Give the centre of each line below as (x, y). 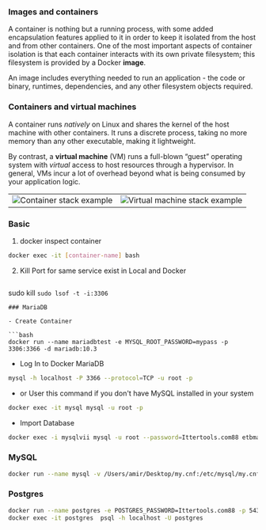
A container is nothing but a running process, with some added (111, 29)
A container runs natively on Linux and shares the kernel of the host (119, 124)
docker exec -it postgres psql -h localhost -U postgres (106, 518)
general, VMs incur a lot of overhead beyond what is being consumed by (127, 173)
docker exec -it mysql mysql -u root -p (76, 407)
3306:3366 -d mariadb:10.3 (53, 349)
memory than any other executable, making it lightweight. (102, 141)
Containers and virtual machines (72, 107)
